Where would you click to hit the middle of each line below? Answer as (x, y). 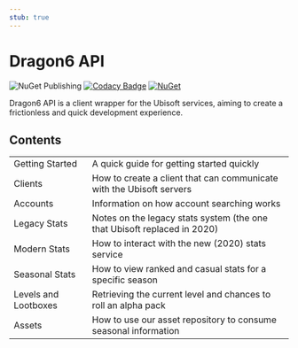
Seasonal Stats (45, 275)
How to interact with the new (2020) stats (179, 244)
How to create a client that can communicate (185, 178)
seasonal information (136, 331)
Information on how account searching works (186, 204)
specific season (125, 280)
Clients (28, 184)
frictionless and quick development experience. (96, 112)
